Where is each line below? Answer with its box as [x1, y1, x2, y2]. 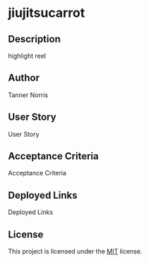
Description [8, 33, 61, 45]
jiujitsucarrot [8, 5, 85, 21]
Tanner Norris [8, 90, 49, 99]
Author [8, 72, 40, 84]
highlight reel [8, 51, 47, 60]
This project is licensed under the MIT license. [8, 247, 143, 256]
